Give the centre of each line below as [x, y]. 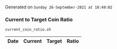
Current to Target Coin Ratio [39, 19]
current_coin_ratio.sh [28, 30]
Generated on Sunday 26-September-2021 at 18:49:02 [59, 7]
